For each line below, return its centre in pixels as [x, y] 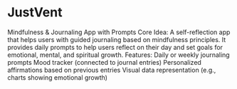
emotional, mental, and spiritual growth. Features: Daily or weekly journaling [118, 55]
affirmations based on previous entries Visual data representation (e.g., [112, 70]
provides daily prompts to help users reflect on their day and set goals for [115, 47]
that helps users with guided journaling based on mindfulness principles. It [117, 39]
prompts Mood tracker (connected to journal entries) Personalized [104, 62]
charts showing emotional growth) [58, 77]
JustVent [35, 12]
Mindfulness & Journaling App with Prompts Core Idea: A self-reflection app [119, 32]
